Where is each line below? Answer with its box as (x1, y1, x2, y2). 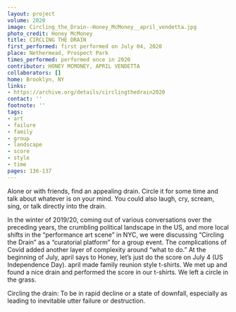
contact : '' (7, 96, 42, 103)
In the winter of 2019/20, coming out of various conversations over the (7, 216, 212, 224)
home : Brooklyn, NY (7, 75, 65, 83)
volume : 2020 (7, 17, 46, 24)
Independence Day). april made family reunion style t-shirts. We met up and (7, 260, 228, 268)
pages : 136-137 (7, 167, 52, 175)
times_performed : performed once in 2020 (7, 56, 131, 63)
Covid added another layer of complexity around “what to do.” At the (7, 245, 206, 254)
